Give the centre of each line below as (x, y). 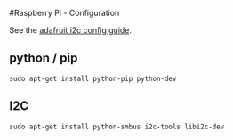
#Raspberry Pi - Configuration (64, 13)
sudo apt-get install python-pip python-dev (93, 78)
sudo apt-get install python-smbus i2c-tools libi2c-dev (117, 127)
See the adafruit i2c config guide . (70, 30)
